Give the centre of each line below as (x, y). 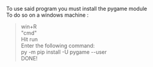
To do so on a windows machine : (48, 15)
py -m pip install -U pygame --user (64, 52)
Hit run (29, 39)
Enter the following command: (58, 45)
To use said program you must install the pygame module (77, 9)
